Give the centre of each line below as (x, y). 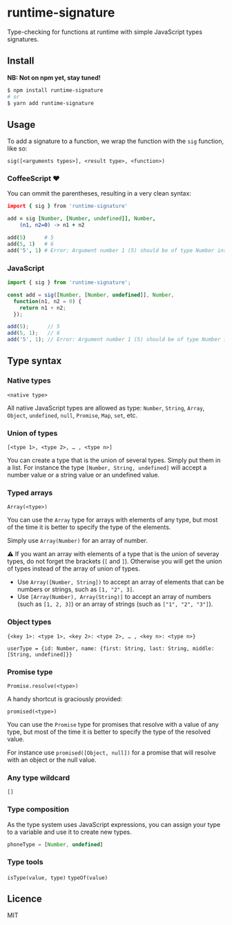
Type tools (25, 862)
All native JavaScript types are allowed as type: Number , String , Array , (106, 408)
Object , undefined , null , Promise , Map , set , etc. (72, 415)
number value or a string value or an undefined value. (84, 475)
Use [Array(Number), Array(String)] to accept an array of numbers (114, 597)
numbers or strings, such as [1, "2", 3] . (76, 589)
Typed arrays (30, 493)
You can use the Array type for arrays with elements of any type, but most (113, 520)
